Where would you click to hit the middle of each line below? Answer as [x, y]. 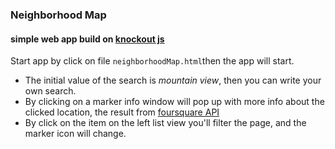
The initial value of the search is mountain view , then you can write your [173, 80]
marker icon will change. [75, 134]
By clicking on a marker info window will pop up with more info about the [174, 102]
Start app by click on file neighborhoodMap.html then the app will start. [152, 61]
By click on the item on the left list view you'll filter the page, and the [165, 123]
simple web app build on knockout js [87, 39]
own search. [50, 91]
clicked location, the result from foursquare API [122, 112]
